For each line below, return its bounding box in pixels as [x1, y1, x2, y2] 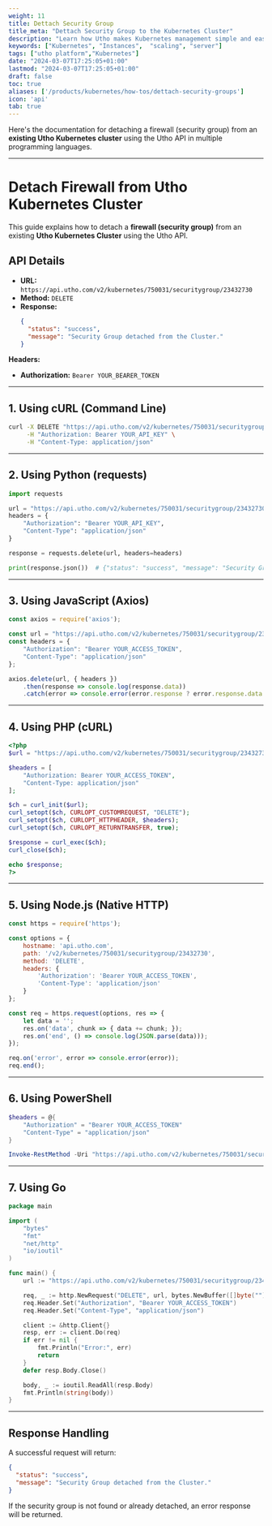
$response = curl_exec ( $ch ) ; [8, 838, 107, 847]
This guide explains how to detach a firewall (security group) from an [8, 222, 242, 232]
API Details [8, 254, 65, 268]
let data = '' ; [23, 1016, 74, 1025]
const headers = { [8, 638, 70, 646]
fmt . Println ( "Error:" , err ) [37, 1344, 132, 1352]
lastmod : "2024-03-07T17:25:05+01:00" [8, 65, 139, 73]
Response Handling [8, 1426, 109, 1440]
